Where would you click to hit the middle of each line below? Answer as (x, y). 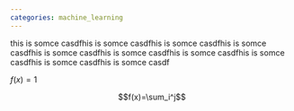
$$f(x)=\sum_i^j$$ (152, 97)
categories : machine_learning (67, 17)
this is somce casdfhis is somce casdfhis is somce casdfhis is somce (138, 43)
